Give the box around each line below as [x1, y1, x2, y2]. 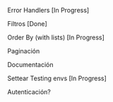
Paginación [7, 47, 40, 55]
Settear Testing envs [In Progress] [7, 74, 107, 82]
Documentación [7, 60, 54, 69]
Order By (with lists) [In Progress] [7, 33, 105, 42]
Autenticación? [7, 88, 51, 96]
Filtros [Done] [7, 20, 47, 27]
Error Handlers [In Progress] [7, 6, 90, 14]
